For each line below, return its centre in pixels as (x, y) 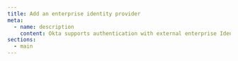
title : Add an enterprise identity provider (74, 14)
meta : (15, 20)
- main (23, 46)
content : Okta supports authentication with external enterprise (119, 33)
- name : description (44, 27)
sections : (22, 40)
